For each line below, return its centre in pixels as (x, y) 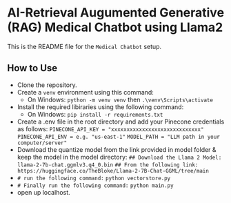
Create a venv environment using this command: (85, 92)
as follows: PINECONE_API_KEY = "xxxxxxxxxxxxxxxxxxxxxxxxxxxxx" (110, 128)
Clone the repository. (47, 85)
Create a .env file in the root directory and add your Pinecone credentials (121, 122)
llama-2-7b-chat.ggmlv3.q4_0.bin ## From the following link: (108, 165)
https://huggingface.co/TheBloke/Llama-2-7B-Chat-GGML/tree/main (113, 171)
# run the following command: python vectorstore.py (94, 178)
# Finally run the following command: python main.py (95, 185)
